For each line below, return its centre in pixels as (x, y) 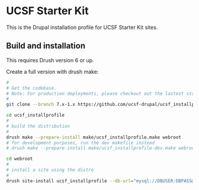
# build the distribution (38, 126)
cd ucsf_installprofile (36, 115)
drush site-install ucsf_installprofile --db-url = (70, 181)
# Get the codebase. (32, 88)
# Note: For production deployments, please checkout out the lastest (95, 94)
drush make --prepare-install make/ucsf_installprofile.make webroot (94, 137)
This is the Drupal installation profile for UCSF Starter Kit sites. (82, 27)
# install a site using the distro (50, 170)
